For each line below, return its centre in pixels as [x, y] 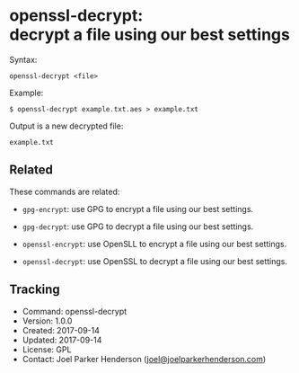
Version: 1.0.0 [47, 321]
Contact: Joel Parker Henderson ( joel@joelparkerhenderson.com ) [144, 359]
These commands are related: [65, 191]
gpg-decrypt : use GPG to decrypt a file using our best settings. [138, 226]
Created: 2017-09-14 [61, 330]
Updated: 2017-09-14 [62, 340]
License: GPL [47, 349]
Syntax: [23, 59]
